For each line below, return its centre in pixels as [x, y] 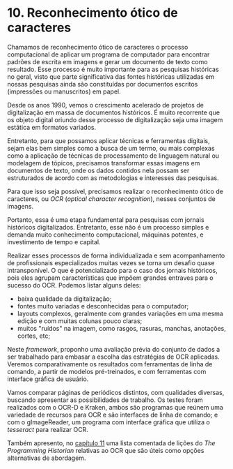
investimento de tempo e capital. [54, 241]
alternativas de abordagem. [47, 458]
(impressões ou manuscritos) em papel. [64, 91]
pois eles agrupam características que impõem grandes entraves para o [110, 278]
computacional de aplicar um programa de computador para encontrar [109, 54]
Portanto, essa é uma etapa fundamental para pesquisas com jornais [106, 219]
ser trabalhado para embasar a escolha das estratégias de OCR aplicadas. [114, 357]
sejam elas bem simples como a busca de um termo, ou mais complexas [111, 148]
